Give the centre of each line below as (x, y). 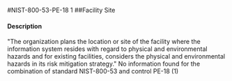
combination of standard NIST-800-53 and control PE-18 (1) (93, 71)
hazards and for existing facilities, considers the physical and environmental (116, 57)
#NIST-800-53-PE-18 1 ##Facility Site (61, 10)
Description (25, 26)
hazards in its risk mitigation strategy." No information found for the (104, 64)
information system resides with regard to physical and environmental (107, 49)
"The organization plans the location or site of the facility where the (104, 42)
